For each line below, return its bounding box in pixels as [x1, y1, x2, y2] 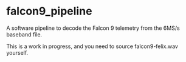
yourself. [6, 49, 29, 56]
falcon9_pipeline [6, 4, 92, 18]
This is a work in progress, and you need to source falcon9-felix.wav [6, 43, 178, 50]
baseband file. [6, 30, 43, 38]
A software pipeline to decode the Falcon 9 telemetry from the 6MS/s [6, 24, 181, 32]
